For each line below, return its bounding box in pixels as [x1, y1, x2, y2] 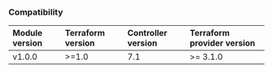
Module [12, 28, 43, 39]
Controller [127, 28, 168, 39]
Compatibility [8, 6, 63, 18]
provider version [189, 37, 256, 49]
